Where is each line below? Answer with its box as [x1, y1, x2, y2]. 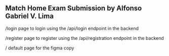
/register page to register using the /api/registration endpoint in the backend [5, 35, 164, 41]
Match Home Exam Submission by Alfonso [5, 4, 142, 13]
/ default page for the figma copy [5, 45, 74, 51]
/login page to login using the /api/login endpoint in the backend [5, 25, 139, 31]
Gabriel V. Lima [5, 12, 54, 21]
